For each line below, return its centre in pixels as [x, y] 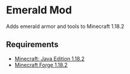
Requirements [32, 45]
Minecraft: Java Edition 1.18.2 [49, 58]
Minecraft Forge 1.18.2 [41, 65]
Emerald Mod [39, 10]
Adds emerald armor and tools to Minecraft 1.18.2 [65, 26]
